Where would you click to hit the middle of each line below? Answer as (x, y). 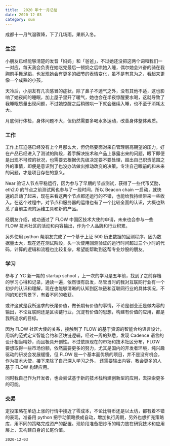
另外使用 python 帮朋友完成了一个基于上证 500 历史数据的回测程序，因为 (81, 236)
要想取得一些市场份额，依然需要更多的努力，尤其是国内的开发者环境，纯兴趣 (85, 348)
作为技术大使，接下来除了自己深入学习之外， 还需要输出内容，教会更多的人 (83, 361)
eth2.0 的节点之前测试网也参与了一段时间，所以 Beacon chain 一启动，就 (81, 189)
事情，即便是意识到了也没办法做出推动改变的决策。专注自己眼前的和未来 (89, 166)
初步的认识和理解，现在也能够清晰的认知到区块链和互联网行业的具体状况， (83, 289)
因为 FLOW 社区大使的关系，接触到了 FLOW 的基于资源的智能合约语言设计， (85, 329)
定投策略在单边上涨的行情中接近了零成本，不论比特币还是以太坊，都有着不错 (85, 411)
